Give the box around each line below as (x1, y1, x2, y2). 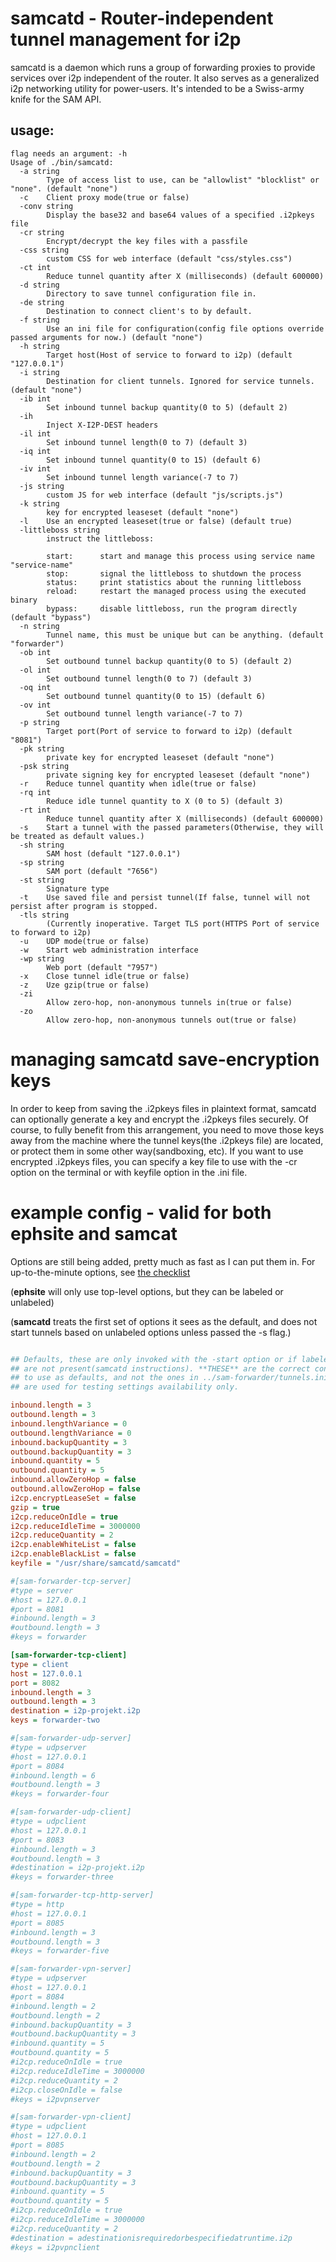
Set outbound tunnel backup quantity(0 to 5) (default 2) (46, 656, 293, 666)
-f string (19, 315, 60, 325)
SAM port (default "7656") (46, 866, 159, 876)
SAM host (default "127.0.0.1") (46, 848, 182, 859)
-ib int (19, 393, 52, 404)
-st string (19, 875, 65, 885)
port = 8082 (10, 1678, 60, 1688)
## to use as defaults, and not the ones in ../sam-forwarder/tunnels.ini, (10, 1373, 333, 1383)
